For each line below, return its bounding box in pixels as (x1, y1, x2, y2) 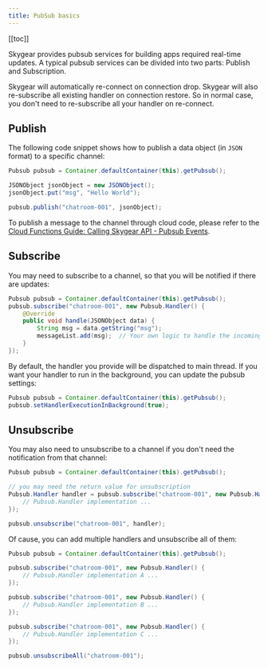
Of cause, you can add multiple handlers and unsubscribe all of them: (8, 534, 237, 544)
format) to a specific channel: (8, 151, 105, 161)
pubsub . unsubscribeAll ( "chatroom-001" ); (8, 652, 145, 660)
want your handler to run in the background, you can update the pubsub (8, 370, 246, 379)
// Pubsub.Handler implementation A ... (22, 571, 159, 580)
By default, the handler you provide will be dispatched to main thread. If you (8, 361, 258, 370)
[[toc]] (8, 34, 30, 43)
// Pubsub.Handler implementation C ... (22, 630, 159, 638)
